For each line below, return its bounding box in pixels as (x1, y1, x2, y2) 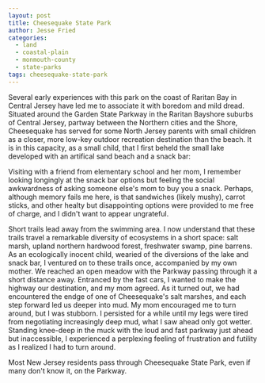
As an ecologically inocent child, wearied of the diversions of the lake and (8, 249, 249, 259)
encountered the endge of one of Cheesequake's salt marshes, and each (8, 291, 247, 301)
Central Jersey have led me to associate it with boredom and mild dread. (8, 101, 245, 110)
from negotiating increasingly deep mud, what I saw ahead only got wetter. (8, 316, 252, 326)
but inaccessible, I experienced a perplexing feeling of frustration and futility (8, 334, 257, 343)
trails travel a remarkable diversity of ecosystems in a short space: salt (8, 232, 239, 242)
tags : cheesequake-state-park (8, 71, 108, 79)
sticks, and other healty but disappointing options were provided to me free (8, 200, 255, 210)
